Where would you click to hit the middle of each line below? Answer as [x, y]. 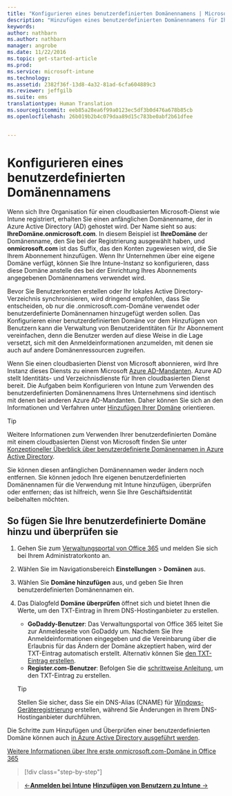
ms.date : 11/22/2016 [37, 53]
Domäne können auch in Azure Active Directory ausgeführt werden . [104, 738]
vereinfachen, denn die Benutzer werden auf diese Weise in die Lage [105, 335]
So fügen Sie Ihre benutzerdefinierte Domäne [107, 521]
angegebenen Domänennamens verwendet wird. [77, 278]
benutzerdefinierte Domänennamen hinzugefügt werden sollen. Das [104, 313]
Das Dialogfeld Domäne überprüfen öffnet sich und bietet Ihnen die [114, 604]
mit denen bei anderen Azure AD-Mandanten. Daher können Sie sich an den [115, 400]
